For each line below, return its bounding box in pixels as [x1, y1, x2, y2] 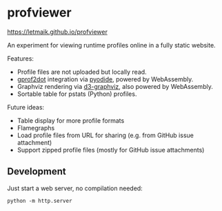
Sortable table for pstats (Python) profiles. [17, 90, 137, 98]
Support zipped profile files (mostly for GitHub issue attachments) [17, 145, 205, 154]
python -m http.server [7, 197, 72, 204]
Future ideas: [7, 103, 45, 111]
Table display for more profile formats [17, 116, 125, 125]
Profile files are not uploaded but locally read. [17, 68, 147, 76]
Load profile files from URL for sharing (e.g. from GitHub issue [17, 131, 194, 139]
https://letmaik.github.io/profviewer [7, 28, 108, 36]
